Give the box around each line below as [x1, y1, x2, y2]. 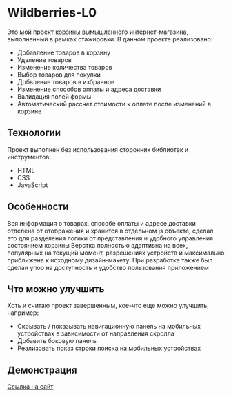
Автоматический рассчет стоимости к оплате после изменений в [17, 99, 212, 108]
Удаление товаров [17, 55, 72, 64]
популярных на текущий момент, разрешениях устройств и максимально [7, 249, 225, 257]
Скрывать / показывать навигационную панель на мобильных [17, 322, 201, 331]
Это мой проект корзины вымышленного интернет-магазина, [7, 28, 188, 36]
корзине [17, 107, 42, 115]
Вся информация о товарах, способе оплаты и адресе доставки [7, 219, 197, 227]
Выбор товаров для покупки [17, 70, 101, 79]
